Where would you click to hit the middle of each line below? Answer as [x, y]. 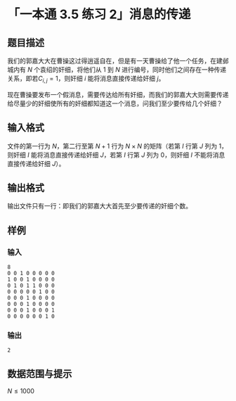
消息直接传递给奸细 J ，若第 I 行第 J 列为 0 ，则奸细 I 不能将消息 [134, 155]
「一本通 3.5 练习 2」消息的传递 [99, 14]
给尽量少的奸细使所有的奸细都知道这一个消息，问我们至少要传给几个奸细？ [115, 103]
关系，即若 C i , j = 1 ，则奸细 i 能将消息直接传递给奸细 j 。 [86, 79]
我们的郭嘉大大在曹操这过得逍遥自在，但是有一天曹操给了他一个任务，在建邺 [118, 61]
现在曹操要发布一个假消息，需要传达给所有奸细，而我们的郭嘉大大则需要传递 [118, 94]
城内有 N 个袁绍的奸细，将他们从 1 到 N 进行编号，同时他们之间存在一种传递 [117, 70]
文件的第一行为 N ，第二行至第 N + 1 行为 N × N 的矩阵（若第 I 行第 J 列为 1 [114, 146]
